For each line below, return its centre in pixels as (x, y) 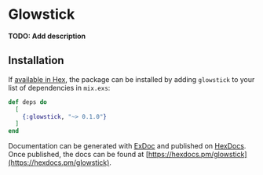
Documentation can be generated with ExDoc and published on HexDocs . (127, 146)
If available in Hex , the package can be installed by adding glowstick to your (131, 79)
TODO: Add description (47, 36)
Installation (36, 61)
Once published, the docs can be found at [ (79, 155)
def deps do (27, 102)
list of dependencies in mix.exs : (59, 87)
